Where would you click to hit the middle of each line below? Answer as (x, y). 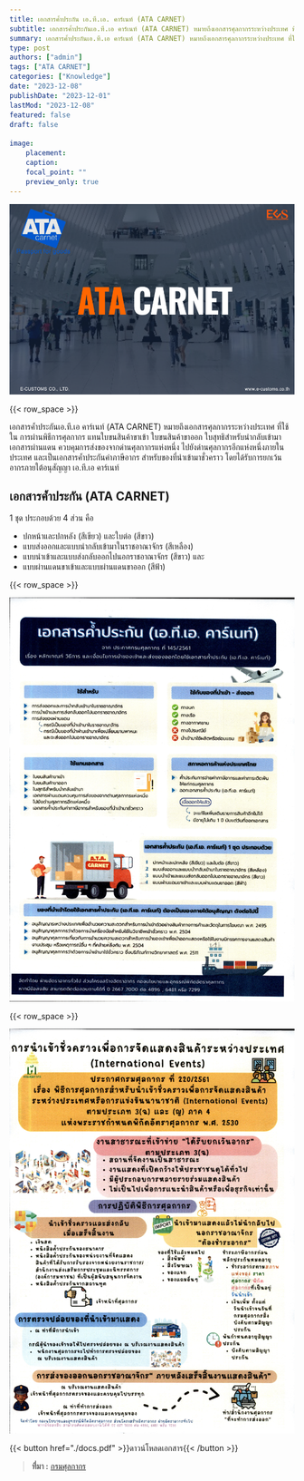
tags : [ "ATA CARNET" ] (50, 67)
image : (22, 144)
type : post (30, 48)
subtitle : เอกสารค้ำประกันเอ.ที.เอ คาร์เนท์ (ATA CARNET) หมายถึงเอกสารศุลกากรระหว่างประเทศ (149, 29)
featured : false (40, 115)
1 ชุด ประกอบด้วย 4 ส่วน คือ (52, 518)
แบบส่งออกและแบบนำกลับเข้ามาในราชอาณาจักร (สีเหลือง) (108, 546)
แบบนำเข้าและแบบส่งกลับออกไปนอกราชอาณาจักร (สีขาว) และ (114, 557)
